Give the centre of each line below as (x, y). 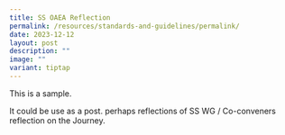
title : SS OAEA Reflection (60, 18)
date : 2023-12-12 (42, 34)
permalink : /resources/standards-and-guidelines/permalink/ (125, 26)
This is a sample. (41, 93)
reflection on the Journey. (57, 120)
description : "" (40, 51)
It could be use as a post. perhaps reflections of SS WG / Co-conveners (143, 111)
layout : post (34, 43)
